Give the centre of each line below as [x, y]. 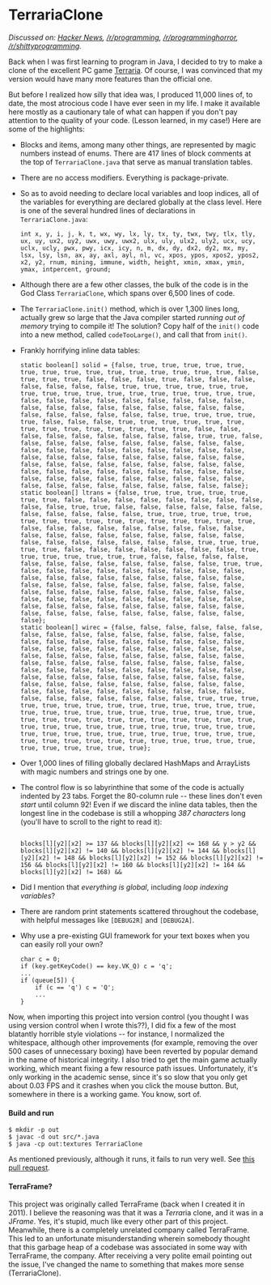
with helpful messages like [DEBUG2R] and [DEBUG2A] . [107, 920]
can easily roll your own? [61, 944]
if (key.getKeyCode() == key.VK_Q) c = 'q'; [96, 966]
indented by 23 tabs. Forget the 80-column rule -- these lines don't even [141, 796]
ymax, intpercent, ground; [66, 269]
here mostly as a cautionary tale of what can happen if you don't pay [123, 112]
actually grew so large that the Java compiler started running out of [132, 317]
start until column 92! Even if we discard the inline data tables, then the [138, 805]
